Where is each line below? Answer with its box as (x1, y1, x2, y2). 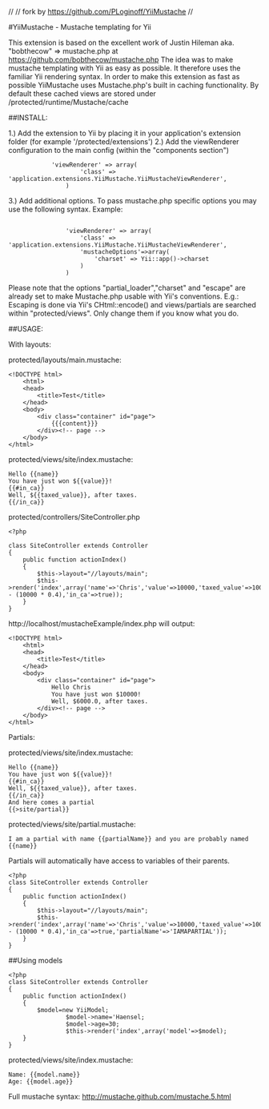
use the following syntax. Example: (8, 204, 123, 214)
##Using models (8, 956, 62, 965)
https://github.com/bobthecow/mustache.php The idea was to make (8, 55, 234, 64)
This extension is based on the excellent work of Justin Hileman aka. (8, 38, 235, 47)
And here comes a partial (8, 798, 94, 806)
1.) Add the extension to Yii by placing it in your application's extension (8, 128, 242, 138)
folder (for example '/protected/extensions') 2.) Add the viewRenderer (8, 137, 239, 147)
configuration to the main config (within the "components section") (8, 146, 230, 155)
